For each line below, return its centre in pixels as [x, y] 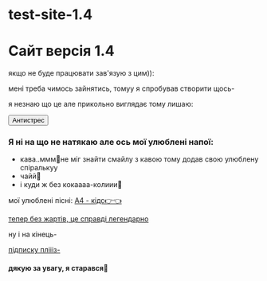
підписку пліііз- [34, 250]
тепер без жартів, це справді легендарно [79, 219]
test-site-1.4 [51, 15]
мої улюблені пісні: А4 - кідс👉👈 [65, 201]
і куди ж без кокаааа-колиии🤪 [71, 185]
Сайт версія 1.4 [62, 51]
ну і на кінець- [33, 234]
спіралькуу [39, 168]
